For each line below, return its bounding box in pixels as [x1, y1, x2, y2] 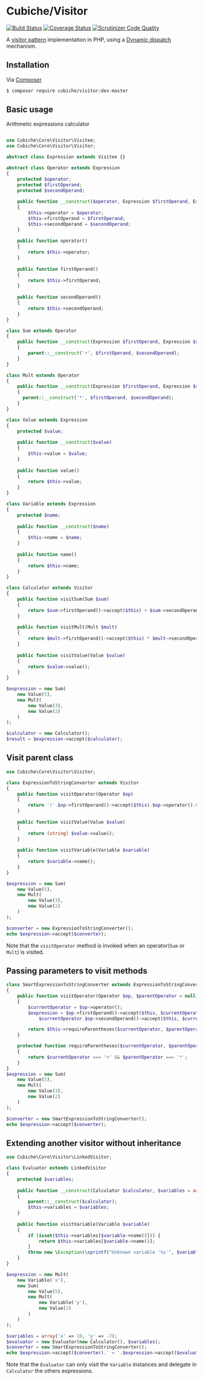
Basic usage [6, 105, 53, 115]
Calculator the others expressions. [6, 1367, 94, 1375]
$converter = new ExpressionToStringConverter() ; [6, 925, 134, 931]
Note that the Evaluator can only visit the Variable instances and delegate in [6, 1361, 197, 1368]
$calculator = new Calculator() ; [6, 731, 91, 737]
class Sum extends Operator [6, 328, 77, 334]
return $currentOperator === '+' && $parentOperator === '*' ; [28, 1054, 188, 1060]
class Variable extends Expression [6, 501, 96, 507]
